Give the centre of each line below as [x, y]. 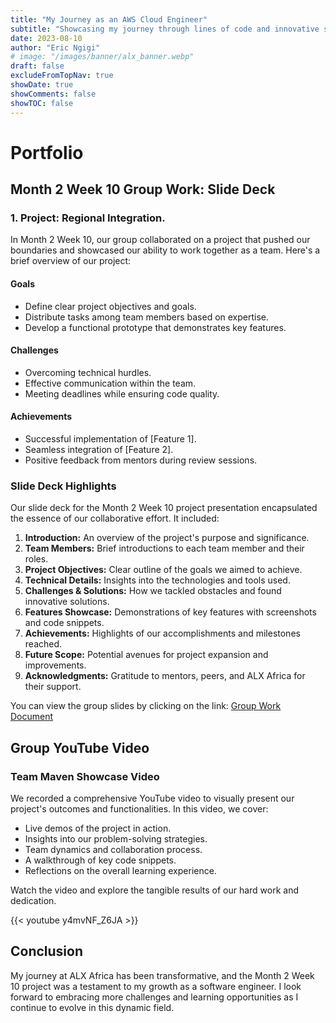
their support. [53, 687]
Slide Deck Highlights [63, 486]
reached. [43, 644]
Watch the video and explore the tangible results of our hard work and [155, 890]
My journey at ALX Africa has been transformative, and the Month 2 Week [162, 975]
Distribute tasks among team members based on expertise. [147, 317]
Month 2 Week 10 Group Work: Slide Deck [143, 189]
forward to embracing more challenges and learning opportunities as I [154, 997]
